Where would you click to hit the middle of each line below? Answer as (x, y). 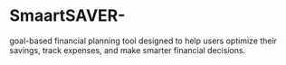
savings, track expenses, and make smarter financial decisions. (128, 50)
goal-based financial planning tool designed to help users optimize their (143, 41)
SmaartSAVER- (67, 16)
